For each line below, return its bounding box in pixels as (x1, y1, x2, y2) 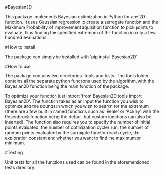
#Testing (5, 150, 23, 155)
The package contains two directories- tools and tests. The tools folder (5, 73, 149, 78)
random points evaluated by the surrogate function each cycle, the (5, 130, 140, 135)
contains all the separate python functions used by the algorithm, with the (5, 78, 155, 84)
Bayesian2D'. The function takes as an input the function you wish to (5, 98, 144, 104)
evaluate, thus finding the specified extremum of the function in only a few (5, 30, 156, 35)
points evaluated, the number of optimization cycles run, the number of (5, 124, 149, 130)
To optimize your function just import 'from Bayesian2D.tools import (5, 93, 142, 99)
